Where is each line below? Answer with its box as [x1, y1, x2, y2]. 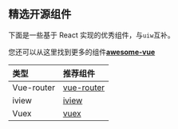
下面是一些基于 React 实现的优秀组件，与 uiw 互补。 [8, 30, 175, 40]
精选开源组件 [8, 7, 72, 21]
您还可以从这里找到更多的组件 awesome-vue [8, 47, 156, 57]
